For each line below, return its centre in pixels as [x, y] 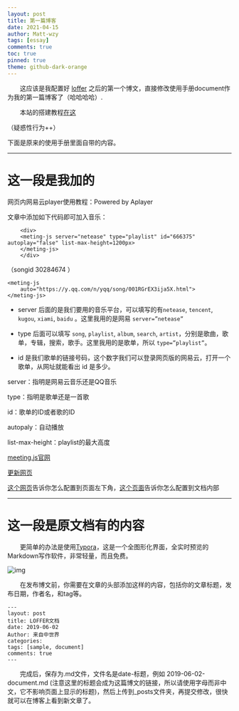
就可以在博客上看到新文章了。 [51, 700]
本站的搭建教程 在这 [48, 112]
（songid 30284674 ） [41, 269]
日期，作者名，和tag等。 [49, 593]
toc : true [22, 54]
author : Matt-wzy [33, 34]
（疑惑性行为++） [33, 127]
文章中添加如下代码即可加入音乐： [57, 217]
